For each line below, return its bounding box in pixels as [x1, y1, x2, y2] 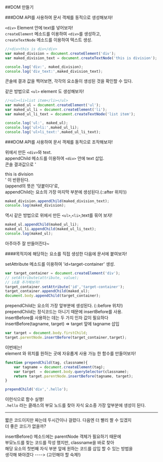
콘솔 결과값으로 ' [5, 161, 36, 167]
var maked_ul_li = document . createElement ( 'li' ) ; [5, 107, 108, 112]
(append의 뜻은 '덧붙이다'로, [5, 183, 60, 189]
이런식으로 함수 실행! [5, 397, 44, 402]
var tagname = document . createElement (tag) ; [14, 365, 105, 369]
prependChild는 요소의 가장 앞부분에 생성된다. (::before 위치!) [5, 303, 123, 309]
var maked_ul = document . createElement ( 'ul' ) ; [5, 103, 101, 108]
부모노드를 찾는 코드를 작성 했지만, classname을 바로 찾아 [5, 440, 114, 446]
